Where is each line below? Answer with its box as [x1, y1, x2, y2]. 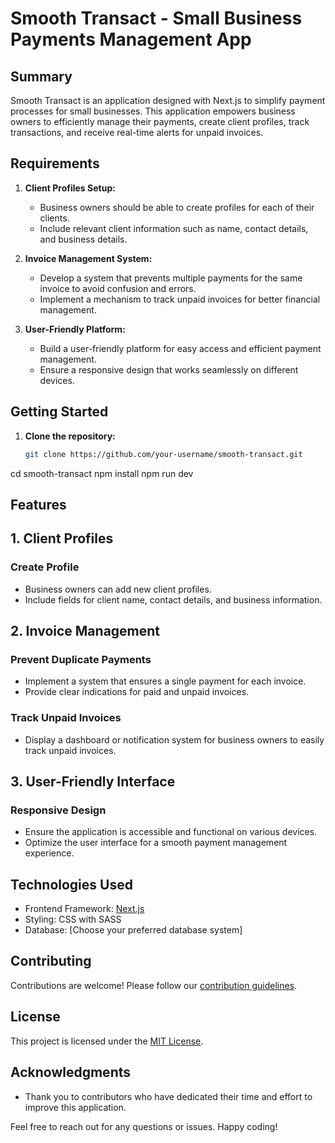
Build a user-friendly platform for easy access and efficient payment [39, 342, 322, 354]
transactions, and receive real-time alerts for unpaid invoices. [10, 127, 264, 138]
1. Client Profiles [10, 530, 114, 547]
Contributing [10, 953, 92, 970]
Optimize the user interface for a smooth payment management [24, 837, 288, 849]
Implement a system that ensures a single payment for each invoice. [24, 675, 307, 687]
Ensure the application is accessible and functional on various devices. [24, 826, 318, 838]
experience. [24, 847, 75, 859]
